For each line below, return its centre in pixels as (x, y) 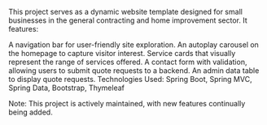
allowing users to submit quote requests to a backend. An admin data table (134, 71)
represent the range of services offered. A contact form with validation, (128, 62)
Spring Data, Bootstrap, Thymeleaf (66, 88)
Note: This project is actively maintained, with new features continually (127, 103)
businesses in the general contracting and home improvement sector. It (128, 20)
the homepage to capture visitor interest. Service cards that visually (122, 53)
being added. (31, 112)
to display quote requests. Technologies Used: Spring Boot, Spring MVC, (130, 79)
